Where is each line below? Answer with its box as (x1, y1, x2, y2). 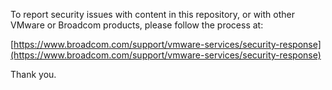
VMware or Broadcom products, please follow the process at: (10, 19, 264, 31)
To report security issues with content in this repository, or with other (10, 9, 295, 20)
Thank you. (10, 69, 57, 80)
